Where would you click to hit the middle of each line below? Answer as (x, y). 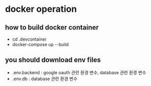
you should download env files (53, 60)
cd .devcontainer (29, 39)
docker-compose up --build (40, 44)
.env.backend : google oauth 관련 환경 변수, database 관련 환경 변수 (79, 72)
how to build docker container (52, 27)
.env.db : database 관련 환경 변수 (45, 79)
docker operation (41, 9)
